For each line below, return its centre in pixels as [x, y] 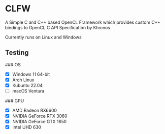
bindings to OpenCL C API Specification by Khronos [58, 27]
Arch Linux [23, 80]
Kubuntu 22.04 [27, 85]
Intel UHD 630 [27, 127]
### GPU [15, 101]
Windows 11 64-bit [31, 74]
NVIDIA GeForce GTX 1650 [39, 122]
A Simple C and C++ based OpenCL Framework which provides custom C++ [83, 22]
